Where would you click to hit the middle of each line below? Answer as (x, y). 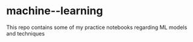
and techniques (26, 33)
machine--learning (55, 11)
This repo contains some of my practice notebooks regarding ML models (97, 27)
